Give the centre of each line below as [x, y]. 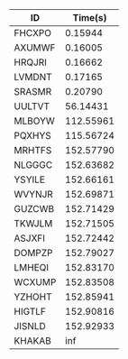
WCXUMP [35, 282]
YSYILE [29, 179]
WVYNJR [34, 194]
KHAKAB [32, 341]
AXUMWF [35, 47]
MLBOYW [35, 121]
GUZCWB [34, 209]
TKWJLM [33, 223]
